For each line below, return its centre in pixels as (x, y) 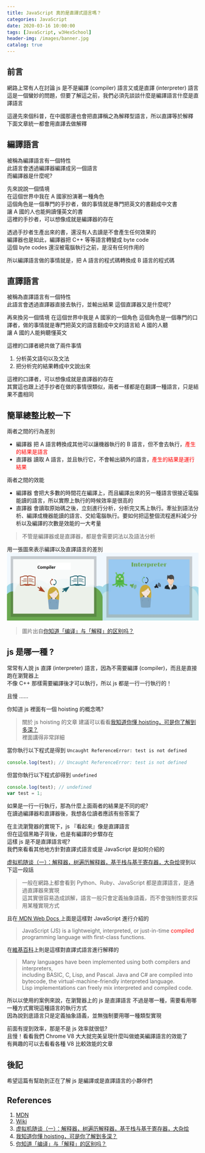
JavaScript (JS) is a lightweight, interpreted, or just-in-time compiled (108, 931)
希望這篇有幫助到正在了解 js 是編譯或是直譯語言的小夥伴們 (80, 1081)
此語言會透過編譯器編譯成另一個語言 (52, 168)
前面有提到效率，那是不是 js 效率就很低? (57, 1029)
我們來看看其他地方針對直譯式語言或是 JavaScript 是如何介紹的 (86, 849)
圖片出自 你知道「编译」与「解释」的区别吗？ (78, 631)
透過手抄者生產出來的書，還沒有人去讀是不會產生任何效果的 (82, 232)
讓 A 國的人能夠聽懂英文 (37, 333)
